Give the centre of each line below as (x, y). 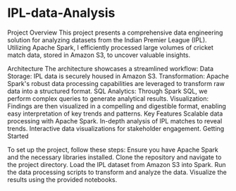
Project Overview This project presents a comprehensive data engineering (115, 32)
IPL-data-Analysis (61, 13)
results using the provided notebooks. (62, 179)
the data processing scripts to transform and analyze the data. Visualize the (117, 172)
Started (18, 136)
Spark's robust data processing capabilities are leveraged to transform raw (116, 83)
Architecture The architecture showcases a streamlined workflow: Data (110, 68)
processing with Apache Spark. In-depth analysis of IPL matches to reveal (115, 121)
